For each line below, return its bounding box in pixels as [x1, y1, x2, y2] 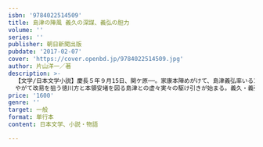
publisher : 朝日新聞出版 [8, 41, 82, 48]
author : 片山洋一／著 [8, 63, 72, 70]
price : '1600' [8, 91, 55, 99]
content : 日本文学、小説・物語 [8, 120, 99, 128]
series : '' [8, 33, 44, 41]
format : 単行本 [8, 113, 54, 121]
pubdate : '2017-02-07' [8, 48, 82, 56]
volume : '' [8, 26, 44, 34]
